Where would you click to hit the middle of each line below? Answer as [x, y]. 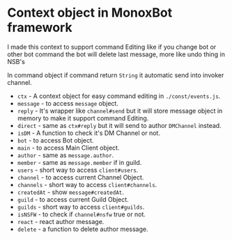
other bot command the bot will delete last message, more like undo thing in [116, 54]
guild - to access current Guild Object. [73, 199]
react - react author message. [61, 221]
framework [40, 27]
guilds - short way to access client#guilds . [81, 207]
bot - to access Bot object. [55, 140]
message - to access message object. [68, 103]
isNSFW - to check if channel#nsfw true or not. [82, 214]
